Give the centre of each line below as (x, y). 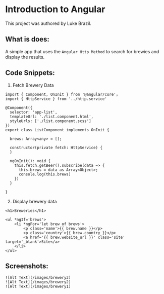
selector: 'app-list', (34, 112)
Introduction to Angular (55, 9)
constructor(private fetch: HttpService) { (56, 148)
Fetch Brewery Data (33, 85)
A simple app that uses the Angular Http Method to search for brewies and (82, 51)
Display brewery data (35, 201)
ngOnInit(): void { (30, 161)
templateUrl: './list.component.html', (52, 117)
